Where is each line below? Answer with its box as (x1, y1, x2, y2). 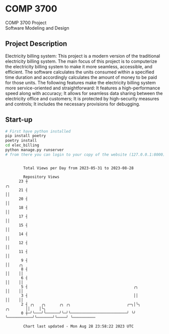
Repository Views (23, 174, 59, 179)
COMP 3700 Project (5, 20, 47, 26)
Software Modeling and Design (5, 25, 69, 31)
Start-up (5, 116, 33, 124)
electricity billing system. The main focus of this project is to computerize (5, 58, 157, 64)
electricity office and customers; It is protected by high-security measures (5, 95, 159, 101)
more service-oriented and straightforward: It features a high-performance (5, 85, 160, 91)
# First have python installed (5, 129, 71, 134)
